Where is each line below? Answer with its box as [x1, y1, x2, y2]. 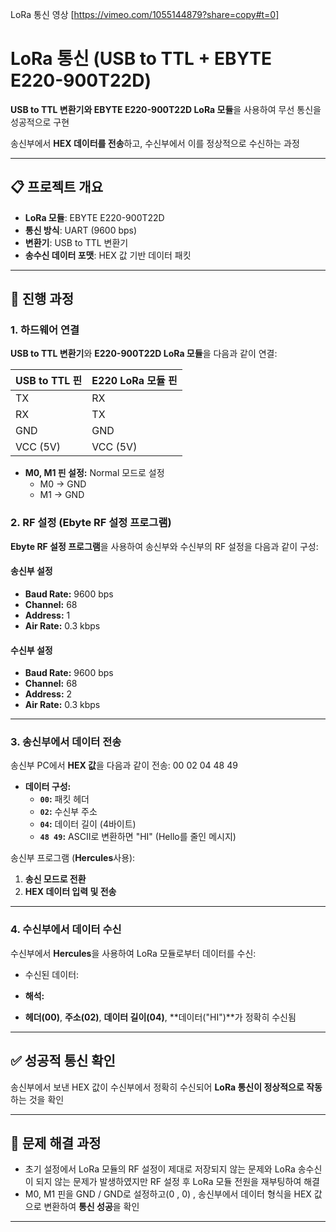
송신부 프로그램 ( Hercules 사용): [10, 852, 136, 864]
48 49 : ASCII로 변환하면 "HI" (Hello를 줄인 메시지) [39, 831, 237, 843]
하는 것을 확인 [10, 1093, 65, 1105]
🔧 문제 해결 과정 [10, 1134, 102, 1152]
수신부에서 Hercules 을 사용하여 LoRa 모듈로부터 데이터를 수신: [10, 947, 257, 959]
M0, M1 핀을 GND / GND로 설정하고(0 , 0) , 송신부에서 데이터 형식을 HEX [24, 1188, 312, 1200]
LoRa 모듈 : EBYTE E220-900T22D [24, 211, 165, 223]
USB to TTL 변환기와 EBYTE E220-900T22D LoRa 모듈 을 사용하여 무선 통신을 [10, 103, 322, 115]
